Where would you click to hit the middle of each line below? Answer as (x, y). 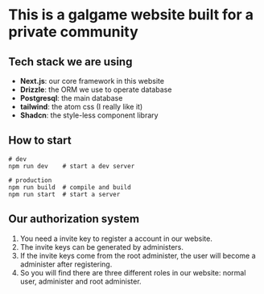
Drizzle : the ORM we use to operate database (96, 89)
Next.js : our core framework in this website (92, 81)
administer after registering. (66, 264)
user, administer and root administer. (81, 281)
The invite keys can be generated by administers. (101, 246)
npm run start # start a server (64, 194)
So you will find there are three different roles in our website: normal (133, 272)
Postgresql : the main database (71, 98)
